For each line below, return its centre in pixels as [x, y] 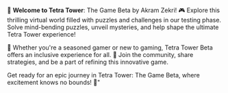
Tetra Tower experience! [42, 34]
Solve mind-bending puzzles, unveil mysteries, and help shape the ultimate [113, 27]
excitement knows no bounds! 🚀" [54, 82]
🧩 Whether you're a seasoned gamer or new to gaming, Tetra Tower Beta [110, 48]
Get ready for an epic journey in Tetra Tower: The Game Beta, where [103, 75]
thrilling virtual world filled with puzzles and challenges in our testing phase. [114, 20]
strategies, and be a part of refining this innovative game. [88, 62]
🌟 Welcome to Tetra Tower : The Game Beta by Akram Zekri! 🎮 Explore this [114, 10]
